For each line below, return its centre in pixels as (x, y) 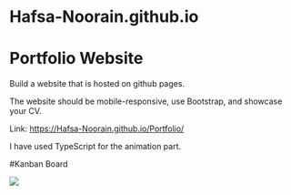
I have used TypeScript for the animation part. (95, 147)
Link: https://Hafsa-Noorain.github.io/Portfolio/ (97, 128)
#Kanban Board (39, 164)
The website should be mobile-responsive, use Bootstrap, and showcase (146, 101)
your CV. (26, 111)
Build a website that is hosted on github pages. (97, 84)
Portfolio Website (76, 59)
